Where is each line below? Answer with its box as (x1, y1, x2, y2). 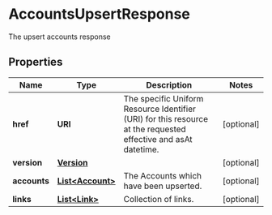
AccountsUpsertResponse (8, 5, 190, 24)
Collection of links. (123, 193, 194, 204)
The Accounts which (123, 170, 202, 181)
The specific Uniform (123, 92, 204, 104)
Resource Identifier (123, 103, 196, 114)
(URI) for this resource (123, 113, 209, 124)
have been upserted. (123, 180, 202, 191)
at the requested (123, 123, 186, 135)
